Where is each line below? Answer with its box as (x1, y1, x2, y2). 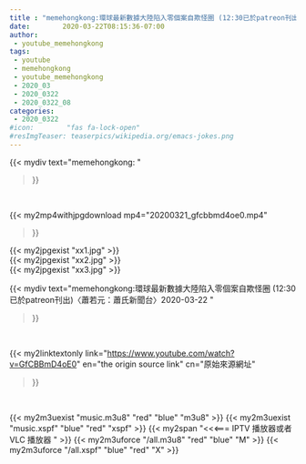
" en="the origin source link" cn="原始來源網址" (76, 358, 256, 369)
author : (9, 30, 39, 39)
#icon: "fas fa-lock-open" (9, 124, 141, 133)
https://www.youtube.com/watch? (107, 348, 235, 358)
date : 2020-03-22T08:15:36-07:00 (9, 22, 166, 31)
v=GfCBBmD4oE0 (9, 358, 77, 369)
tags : (9, 47, 30, 56)
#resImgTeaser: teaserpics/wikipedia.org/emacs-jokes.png (9, 132, 234, 141)
